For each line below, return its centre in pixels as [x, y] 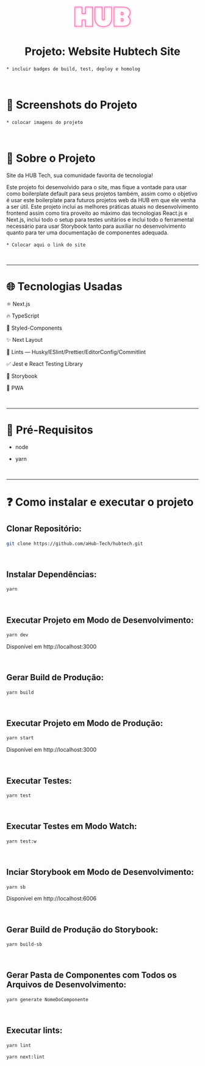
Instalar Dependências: [52, 574]
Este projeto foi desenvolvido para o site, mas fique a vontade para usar [97, 187]
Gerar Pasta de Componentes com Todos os [92, 975]
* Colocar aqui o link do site [46, 245]
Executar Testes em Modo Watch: [72, 826]
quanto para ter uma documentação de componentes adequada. [88, 232]
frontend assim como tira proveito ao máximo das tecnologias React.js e [97, 213]
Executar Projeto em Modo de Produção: [85, 723]
